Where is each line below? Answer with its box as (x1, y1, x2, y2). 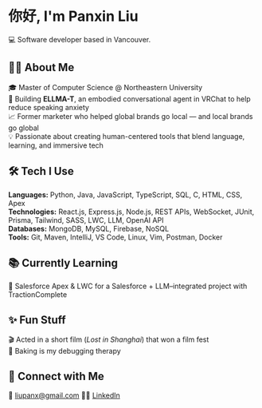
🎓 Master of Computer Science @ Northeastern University (8, 82, 203, 92)
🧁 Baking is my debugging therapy (8, 347, 121, 356)
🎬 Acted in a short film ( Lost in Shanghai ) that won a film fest (8, 335, 209, 344)
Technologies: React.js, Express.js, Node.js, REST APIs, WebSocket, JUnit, (8, 207, 255, 216)
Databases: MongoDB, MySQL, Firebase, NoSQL (8, 224, 170, 233)
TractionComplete (8, 290, 68, 299)
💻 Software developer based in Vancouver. (8, 34, 151, 44)
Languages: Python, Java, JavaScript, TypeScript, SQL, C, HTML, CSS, (8, 189, 243, 200)
